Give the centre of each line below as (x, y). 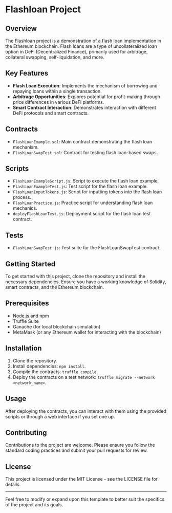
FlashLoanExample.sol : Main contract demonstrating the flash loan (82, 141)
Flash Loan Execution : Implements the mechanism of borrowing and (85, 85)
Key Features (27, 73)
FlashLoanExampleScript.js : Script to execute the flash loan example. (86, 181)
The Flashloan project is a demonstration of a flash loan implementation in (83, 41)
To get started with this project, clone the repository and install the (76, 277)
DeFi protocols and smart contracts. (51, 113)
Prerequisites (27, 304)
